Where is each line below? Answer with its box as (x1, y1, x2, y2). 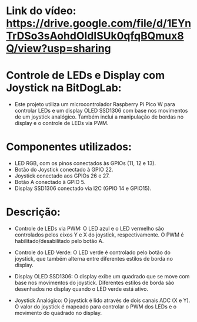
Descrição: (6, 205, 61, 219)
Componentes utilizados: (6, 140, 132, 154)
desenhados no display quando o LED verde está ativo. (14, 285, 149, 293)
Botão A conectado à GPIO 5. (14, 179, 86, 186)
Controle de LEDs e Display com (6, 69, 165, 82)
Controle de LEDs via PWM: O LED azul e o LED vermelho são (14, 225, 165, 232)
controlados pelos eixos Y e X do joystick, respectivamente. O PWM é (14, 231, 184, 238)
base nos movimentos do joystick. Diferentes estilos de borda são (14, 279, 175, 286)
